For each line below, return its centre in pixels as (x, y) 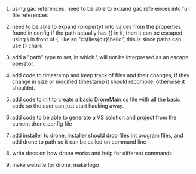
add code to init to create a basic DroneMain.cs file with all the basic (96, 99)
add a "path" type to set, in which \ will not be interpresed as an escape (100, 57)
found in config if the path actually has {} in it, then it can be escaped (97, 33)
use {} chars (27, 45)
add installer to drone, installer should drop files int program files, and (97, 135)
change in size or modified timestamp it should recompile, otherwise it (98, 81)
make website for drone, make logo (55, 165)
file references (30, 15)
